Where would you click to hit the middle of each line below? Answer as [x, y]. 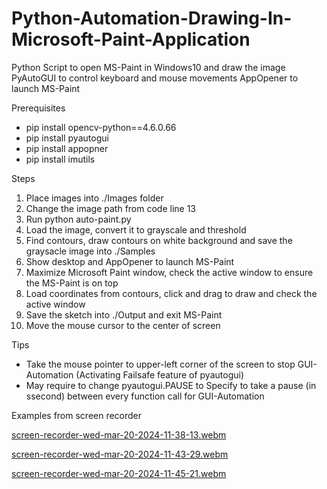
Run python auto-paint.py [78, 219]
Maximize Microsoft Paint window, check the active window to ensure [169, 272]
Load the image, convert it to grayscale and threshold [136, 229]
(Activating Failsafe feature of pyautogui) [159, 374]
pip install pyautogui [67, 138]
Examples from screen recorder [77, 415]
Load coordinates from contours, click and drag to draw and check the [171, 293]
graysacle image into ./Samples [90, 251]
